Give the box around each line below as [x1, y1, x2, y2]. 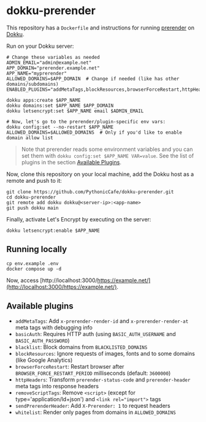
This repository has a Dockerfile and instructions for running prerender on [6, 24, 195, 31]
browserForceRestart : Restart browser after [15, 363, 124, 370]
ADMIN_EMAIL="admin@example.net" [6, 59, 92, 66]
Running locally [6, 244, 67, 255]
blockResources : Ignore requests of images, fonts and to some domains [15, 350, 195, 357]
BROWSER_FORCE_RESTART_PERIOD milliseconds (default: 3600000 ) [15, 369, 171, 377]
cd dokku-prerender [6, 194, 56, 200]
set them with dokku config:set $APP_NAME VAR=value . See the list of [21, 152, 194, 159]
